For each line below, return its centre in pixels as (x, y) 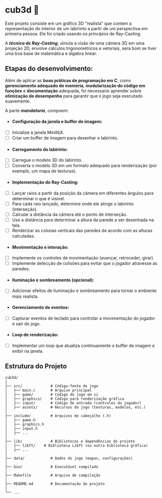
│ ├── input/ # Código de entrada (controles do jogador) (73, 403)
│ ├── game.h (20, 420)
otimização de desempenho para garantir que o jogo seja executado (74, 96)
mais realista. (25, 296)
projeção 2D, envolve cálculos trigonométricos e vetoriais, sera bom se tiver (81, 48)
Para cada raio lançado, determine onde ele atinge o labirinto (73, 204)
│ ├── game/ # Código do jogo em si (52, 395)
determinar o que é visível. (38, 198)
